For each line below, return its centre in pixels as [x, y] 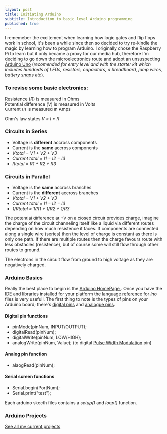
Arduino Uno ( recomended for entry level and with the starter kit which [78, 64]
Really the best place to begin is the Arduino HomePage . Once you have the [83, 289]
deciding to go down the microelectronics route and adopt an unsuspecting [83, 59]
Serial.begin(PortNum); [36, 388]
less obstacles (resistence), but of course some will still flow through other [82, 245]
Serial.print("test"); [32, 393]
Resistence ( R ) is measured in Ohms [42, 99]
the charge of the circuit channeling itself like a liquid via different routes [80, 223]
